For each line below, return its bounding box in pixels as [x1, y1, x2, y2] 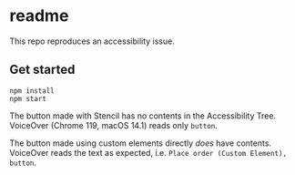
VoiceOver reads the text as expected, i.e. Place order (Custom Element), [9, 147, 288, 158]
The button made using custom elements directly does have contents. [9, 138, 271, 149]
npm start [9, 94, 47, 103]
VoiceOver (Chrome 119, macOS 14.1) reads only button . [9, 119, 219, 130]
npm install [9, 86, 55, 96]
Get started [9, 62, 76, 77]
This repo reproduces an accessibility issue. [9, 36, 175, 46]
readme [9, 5, 69, 26]
